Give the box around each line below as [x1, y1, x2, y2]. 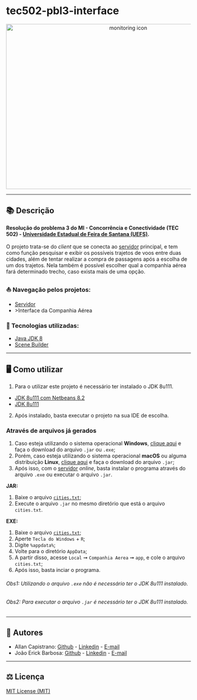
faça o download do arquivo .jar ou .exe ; [14, 446, 116, 453]
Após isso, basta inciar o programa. [14, 567, 101, 574]
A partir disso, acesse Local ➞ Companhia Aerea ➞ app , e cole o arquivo [14, 554, 185, 561]
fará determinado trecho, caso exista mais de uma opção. [6, 268, 145, 275]
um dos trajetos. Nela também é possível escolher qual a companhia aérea [6, 261, 186, 268]
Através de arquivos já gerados [6, 427, 97, 435]
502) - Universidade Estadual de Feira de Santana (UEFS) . [6, 230, 150, 237]
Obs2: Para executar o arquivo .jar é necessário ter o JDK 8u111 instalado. [6, 598, 189, 605]
